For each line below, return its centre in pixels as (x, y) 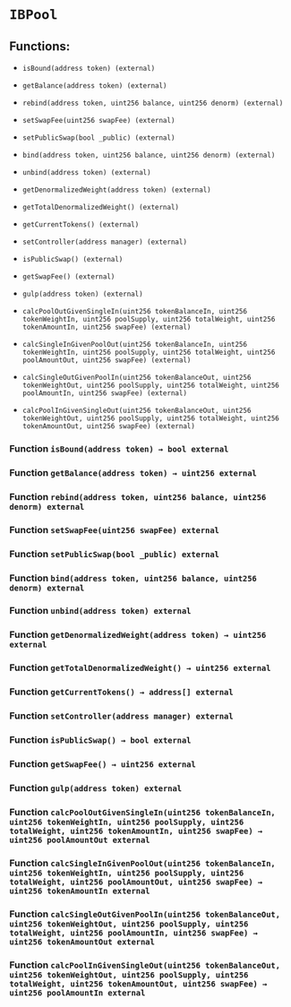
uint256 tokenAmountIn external (80, 891)
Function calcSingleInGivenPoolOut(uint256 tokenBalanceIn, (142, 863)
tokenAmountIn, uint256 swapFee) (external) (107, 327)
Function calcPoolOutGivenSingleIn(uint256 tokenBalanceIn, (142, 812)
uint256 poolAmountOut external (80, 840)
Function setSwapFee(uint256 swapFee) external (114, 529)
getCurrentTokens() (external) (81, 225)
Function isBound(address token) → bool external (119, 448)
